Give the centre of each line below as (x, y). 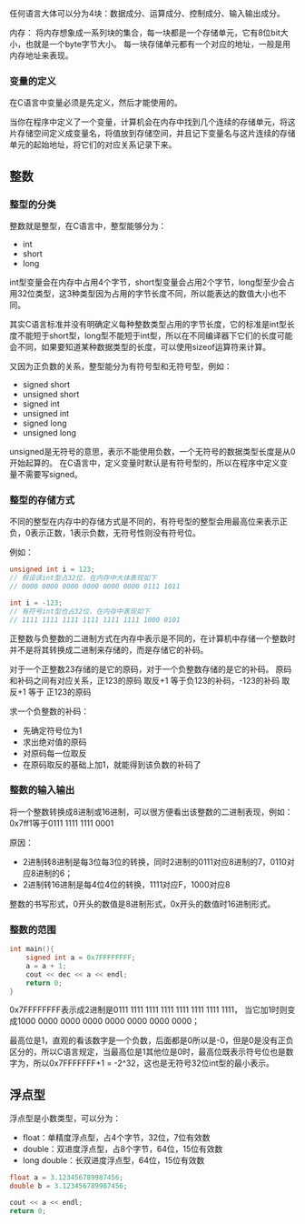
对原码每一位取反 (54, 753)
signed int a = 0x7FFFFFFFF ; (81, 958)
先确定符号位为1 (52, 730)
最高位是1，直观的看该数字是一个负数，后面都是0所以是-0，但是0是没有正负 (152, 1040)
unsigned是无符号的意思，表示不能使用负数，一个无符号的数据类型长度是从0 (152, 451)
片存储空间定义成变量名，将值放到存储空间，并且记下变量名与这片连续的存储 (152, 134)
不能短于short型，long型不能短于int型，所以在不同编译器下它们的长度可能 (155, 336)
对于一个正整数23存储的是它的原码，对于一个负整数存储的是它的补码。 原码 (151, 669)
